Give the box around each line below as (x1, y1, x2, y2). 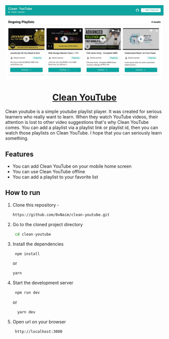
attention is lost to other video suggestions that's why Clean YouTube (5, 119, 149, 125)
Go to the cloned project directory (12, 221, 83, 227)
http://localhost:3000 (15, 329, 63, 334)
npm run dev (15, 290, 40, 295)
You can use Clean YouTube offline (12, 169, 86, 175)
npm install (15, 251, 40, 256)
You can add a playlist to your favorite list (12, 174, 98, 180)
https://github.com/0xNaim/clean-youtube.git (12, 212, 110, 217)
